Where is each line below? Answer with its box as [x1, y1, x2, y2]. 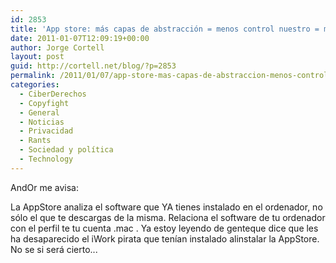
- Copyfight [19, 98, 70, 108]
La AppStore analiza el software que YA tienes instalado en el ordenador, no [10, 201, 323, 213]
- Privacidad [19, 126, 74, 136]
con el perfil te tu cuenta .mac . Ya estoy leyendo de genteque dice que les [10, 222, 319, 234]
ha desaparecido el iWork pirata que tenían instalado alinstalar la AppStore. [10, 232, 320, 245]
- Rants [19, 136, 52, 146]
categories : [10, 80, 60, 90]
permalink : [10, 71, 56, 81]
